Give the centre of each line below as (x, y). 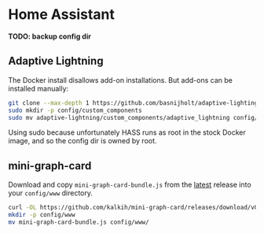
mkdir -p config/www (42, 215)
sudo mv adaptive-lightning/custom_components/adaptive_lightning (119, 117)
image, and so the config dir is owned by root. (82, 141)
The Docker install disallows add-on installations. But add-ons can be (121, 80)
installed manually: (38, 88)
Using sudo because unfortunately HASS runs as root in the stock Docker (127, 132)
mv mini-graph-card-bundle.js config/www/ (79, 222)
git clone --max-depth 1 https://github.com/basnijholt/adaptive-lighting (133, 103)
